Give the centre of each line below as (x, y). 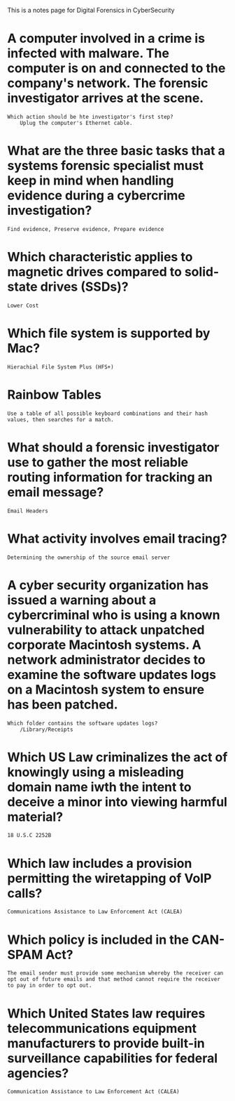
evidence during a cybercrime (96, 196)
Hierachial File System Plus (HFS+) (60, 367)
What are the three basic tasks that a (116, 151)
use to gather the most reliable (98, 462)
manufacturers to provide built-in (106, 1043)
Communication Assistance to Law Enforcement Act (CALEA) (93, 1092)
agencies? (38, 1073)
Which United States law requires (106, 1013)
